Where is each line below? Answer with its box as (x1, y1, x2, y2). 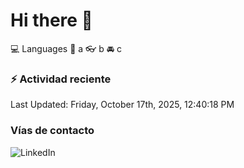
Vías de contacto (10, 124, 95, 138)
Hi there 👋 (10, 9, 93, 32)
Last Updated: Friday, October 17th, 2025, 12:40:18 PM (10, 99, 235, 111)
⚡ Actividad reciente (10, 72, 112, 86)
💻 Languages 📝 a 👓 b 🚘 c (10, 42, 123, 54)
